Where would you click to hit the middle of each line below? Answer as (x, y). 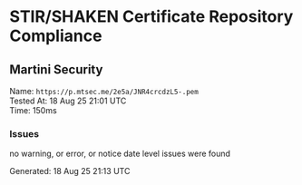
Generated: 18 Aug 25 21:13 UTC (70, 171)
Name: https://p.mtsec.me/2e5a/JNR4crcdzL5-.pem (104, 91)
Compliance (56, 36)
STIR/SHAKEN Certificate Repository (151, 17)
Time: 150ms (33, 110)
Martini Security (56, 69)
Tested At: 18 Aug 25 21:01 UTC (68, 101)
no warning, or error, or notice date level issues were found (120, 154)
